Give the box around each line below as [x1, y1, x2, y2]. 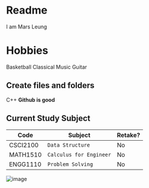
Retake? [116, 131, 141, 139]
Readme [6, 4, 48, 17]
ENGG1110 [9, 160, 42, 168]
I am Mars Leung [6, 23, 47, 30]
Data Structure [47, 141, 90, 148]
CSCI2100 [9, 141, 39, 149]
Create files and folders [6, 80, 95, 90]
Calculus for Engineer [47, 151, 111, 158]
